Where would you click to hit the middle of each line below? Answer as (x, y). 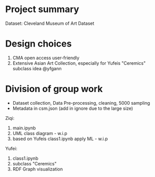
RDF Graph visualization (38, 169)
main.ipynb (24, 128)
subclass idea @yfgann (37, 68)
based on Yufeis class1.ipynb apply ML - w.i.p (60, 139)
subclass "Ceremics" (34, 163)
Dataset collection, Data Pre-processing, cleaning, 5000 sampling (81, 103)
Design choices (38, 44)
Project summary (42, 9)
